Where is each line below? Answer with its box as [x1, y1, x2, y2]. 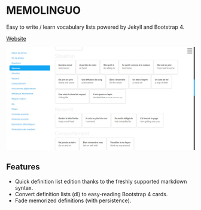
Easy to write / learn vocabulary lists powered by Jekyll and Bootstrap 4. [6, 23, 185, 31]
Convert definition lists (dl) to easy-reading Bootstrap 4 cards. [14, 190, 168, 197]
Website [6, 35, 27, 42]
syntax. [14, 184, 33, 191]
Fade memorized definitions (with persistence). [14, 197, 132, 204]
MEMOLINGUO [6, 4, 81, 17]
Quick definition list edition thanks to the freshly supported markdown [14, 178, 187, 185]
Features [6, 162, 40, 172]
